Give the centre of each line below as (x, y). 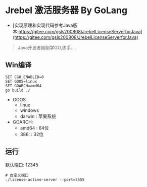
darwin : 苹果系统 (38, 116)
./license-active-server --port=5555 (45, 179)
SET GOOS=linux (21, 81)
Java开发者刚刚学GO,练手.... (47, 47)
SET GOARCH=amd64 (23, 86)
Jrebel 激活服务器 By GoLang (66, 10)
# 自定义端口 (17, 175)
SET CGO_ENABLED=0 (24, 77)
